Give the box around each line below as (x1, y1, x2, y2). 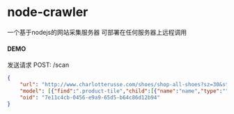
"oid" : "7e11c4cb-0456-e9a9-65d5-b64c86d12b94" (19, 94, 160, 101)
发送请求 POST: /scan (7, 60, 70, 70)
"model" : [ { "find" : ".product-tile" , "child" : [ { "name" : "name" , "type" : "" (19, 88, 229, 95)
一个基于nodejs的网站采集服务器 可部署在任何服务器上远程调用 (7, 28, 187, 36)
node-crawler (7, 4, 88, 20)
